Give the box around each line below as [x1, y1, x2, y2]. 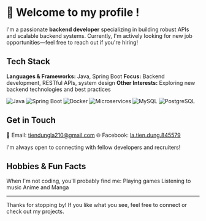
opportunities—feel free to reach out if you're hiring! [6, 38, 139, 46]
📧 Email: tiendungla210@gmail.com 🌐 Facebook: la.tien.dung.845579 [6, 131, 181, 139]
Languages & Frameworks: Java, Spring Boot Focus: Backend [6, 73, 165, 80]
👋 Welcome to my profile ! [6, 5, 140, 20]
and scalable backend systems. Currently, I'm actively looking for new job [6, 32, 193, 39]
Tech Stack [6, 56, 50, 67]
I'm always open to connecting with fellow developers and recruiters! [6, 143, 181, 151]
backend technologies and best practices [6, 85, 112, 93]
